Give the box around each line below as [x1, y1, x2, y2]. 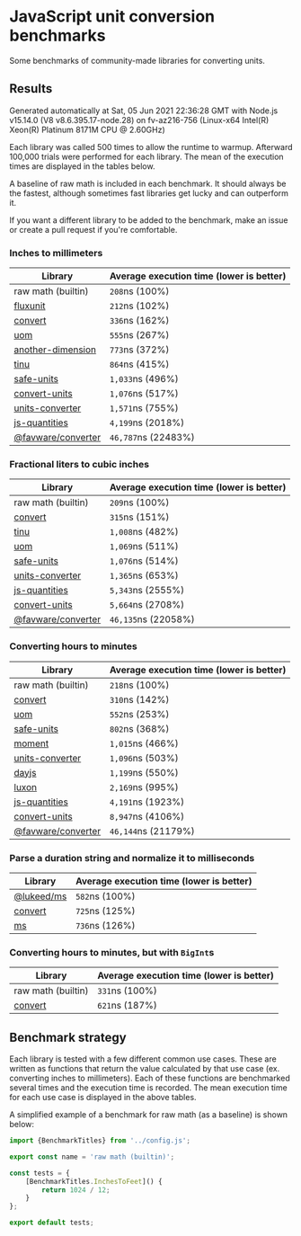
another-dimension [13, 343, 97, 356]
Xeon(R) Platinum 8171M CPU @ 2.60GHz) [9, 124, 166, 135]
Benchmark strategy [9, 1029, 128, 1045]
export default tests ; [9, 1218, 94, 1228]
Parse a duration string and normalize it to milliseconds [9, 851, 255, 864]
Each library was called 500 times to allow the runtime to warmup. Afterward [9, 141, 294, 152]
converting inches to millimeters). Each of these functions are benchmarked [9, 1072, 290, 1084]
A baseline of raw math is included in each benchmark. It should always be [9, 178, 287, 189]
